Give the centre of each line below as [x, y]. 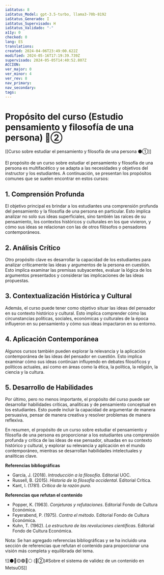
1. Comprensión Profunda [45, 194]
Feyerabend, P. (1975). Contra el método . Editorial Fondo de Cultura [81, 515]
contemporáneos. [23, 232]
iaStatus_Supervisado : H [30, 23]
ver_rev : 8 [16, 78]
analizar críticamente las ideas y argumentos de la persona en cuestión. [78, 265]
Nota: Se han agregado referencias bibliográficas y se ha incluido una [76, 540]
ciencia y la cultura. [25, 372]
